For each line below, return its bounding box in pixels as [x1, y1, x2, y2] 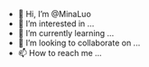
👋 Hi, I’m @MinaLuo [17, 9, 92, 19]
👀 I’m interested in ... [17, 18, 95, 29]
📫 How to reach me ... [17, 48, 102, 58]
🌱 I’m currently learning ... [17, 28, 115, 38]
